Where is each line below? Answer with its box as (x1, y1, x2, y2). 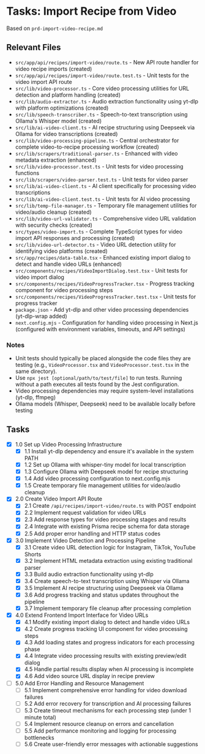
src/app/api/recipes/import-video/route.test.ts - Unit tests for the (15, 72, 190, 79)
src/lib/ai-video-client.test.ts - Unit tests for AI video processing (15, 195, 190, 203)
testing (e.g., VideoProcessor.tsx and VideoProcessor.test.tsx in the (15, 361, 189, 369)
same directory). (15, 368, 57, 375)
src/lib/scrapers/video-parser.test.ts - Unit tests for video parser (15, 176, 188, 183)
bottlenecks (24, 734, 54, 741)
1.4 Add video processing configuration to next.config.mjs (24, 475, 171, 482)
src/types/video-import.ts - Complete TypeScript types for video (15, 228, 182, 235)
